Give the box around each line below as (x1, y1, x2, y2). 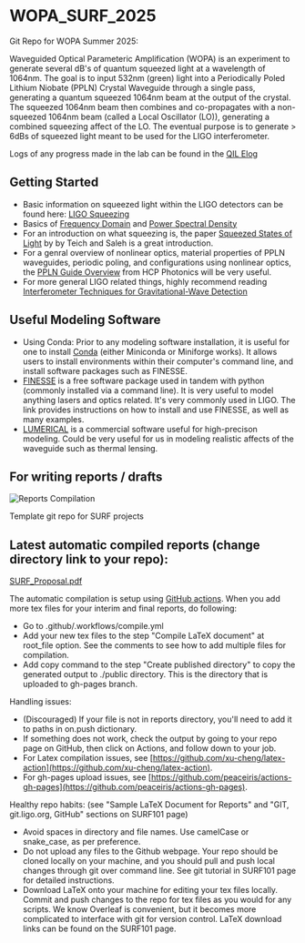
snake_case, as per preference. (22, 837, 141, 847)
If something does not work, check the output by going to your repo (22, 734, 278, 745)
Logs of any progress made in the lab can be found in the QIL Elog (9, 147, 258, 159)
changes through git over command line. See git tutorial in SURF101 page (22, 866, 297, 877)
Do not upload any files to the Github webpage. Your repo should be (22, 846, 279, 857)
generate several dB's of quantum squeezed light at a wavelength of (9, 63, 266, 74)
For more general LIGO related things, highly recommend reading (22, 276, 268, 287)
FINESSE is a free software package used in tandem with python (22, 375, 265, 386)
